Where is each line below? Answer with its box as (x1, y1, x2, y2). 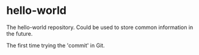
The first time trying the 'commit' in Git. (6, 42, 105, 49)
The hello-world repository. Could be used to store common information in (6, 24, 194, 31)
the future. (6, 30, 33, 37)
